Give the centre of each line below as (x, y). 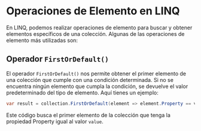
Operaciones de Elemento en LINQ (93, 11)
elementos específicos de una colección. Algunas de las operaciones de (95, 33)
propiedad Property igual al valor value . (55, 121)
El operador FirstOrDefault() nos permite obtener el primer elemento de (96, 74)
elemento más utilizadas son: (42, 40)
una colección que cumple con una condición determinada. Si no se (90, 80)
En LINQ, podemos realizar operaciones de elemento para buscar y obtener (99, 28)
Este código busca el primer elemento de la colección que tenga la (88, 115)
